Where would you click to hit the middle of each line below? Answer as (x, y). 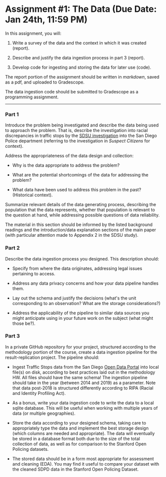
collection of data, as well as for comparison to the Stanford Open (79, 444)
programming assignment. (32, 97)
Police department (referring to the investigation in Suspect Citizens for (78, 141)
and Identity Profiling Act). (39, 393)
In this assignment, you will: (33, 33)
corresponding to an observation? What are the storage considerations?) (86, 303)
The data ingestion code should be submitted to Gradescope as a (72, 91)
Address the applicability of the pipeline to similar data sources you (81, 313)
